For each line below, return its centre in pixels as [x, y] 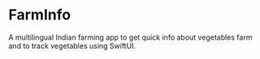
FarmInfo [40, 15]
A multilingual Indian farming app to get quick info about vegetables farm [130, 37]
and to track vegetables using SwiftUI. [72, 45]
